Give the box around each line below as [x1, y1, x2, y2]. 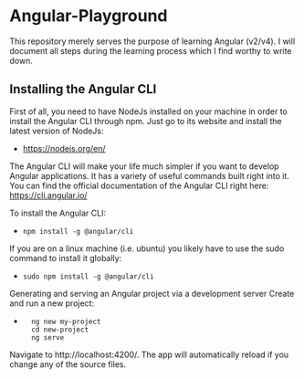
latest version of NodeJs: [9, 125, 104, 136]
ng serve [31, 332, 65, 342]
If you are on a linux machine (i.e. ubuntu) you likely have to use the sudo [9, 243, 285, 254]
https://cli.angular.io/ [9, 189, 88, 201]
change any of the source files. [9, 358, 127, 370]
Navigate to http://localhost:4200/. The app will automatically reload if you [9, 349, 289, 360]
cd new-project [31, 325, 89, 334]
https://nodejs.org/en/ [22, 142, 107, 153]
